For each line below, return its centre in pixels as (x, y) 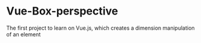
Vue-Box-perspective (62, 11)
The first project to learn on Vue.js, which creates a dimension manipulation (100, 28)
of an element (24, 34)
